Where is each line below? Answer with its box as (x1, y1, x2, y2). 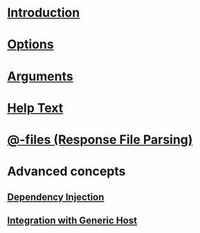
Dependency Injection (7, 191, 104, 202)
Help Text (7, 100, 64, 116)
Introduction (7, 5, 80, 21)
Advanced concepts (7, 164, 126, 180)
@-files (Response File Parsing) (7, 132, 193, 147)
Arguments (7, 68, 74, 84)
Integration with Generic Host (7, 214, 137, 226)
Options (7, 37, 54, 53)
